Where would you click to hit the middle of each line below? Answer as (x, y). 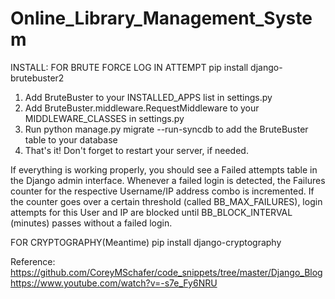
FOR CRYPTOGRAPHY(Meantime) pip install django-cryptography (146, 242)
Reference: (33, 261)
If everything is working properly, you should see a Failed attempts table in (164, 169)
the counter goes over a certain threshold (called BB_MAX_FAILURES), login (166, 201)
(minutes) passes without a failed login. (91, 223)
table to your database (71, 139)
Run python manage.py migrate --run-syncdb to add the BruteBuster (166, 129)
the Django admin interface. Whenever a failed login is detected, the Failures (168, 180)
